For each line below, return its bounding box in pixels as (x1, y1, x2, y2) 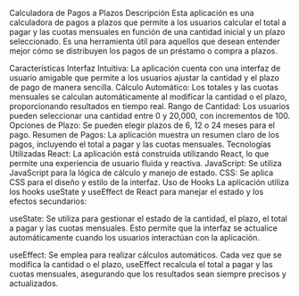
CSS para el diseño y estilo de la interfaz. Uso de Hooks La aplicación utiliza (9, 177, 290, 187)
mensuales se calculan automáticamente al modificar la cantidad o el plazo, (9, 91, 287, 102)
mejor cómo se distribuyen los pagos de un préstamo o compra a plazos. (9, 46, 278, 56)
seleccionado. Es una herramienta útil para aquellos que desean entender (9, 36, 280, 47)
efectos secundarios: (9, 196, 87, 207)
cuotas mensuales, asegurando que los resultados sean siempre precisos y (9, 268, 287, 279)
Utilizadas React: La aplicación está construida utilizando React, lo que (9, 148, 270, 159)
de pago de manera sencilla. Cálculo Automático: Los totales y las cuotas (9, 82, 278, 92)
